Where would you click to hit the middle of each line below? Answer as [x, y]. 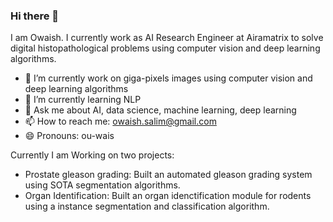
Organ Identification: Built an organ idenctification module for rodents [168, 196]
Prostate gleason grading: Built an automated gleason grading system [168, 175]
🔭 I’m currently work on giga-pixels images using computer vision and [168, 78]
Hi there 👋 [35, 16]
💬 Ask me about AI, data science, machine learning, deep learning [160, 110]
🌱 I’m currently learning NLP [83, 100]
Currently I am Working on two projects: [92, 155]
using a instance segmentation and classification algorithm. [147, 206]
